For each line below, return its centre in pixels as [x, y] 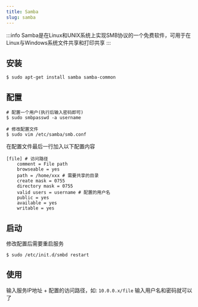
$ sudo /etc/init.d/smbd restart [48, 255]
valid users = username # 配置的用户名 [64, 193]
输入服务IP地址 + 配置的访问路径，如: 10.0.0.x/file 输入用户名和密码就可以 [99, 290]
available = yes [37, 203]
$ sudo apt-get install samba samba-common [61, 77]
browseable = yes [38, 169]
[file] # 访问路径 [27, 159]
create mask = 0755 [41, 181]
